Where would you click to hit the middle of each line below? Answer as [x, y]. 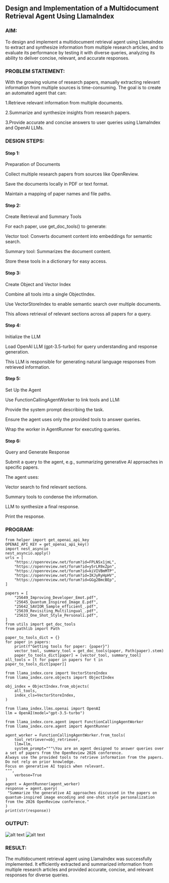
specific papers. [22, 467]
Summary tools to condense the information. [52, 497]
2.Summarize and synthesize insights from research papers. [68, 112]
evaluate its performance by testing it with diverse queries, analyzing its [80, 52]
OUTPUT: [17, 824]
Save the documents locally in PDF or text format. [57, 184]
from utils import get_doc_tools [40, 624]
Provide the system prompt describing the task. [55, 409]
